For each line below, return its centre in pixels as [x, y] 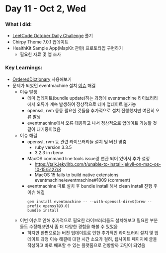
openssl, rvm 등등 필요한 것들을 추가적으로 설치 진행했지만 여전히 [91, 110]
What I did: [19, 24]
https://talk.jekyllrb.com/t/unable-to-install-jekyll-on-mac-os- [98, 164]
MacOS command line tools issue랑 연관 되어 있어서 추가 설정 [88, 158]
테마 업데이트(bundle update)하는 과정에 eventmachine [82, 98]
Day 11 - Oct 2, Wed [45, 9]
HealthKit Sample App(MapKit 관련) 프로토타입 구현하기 [68, 48]
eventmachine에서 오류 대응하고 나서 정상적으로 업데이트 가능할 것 [92, 123]
